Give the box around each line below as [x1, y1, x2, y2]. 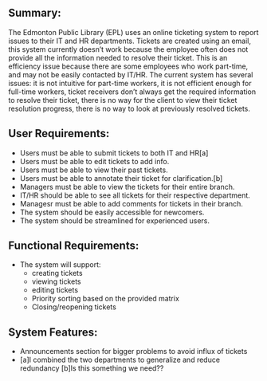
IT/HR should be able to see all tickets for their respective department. [19, 190, 251, 200]
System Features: [8, 325, 98, 339]
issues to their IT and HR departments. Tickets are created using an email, [8, 36, 251, 45]
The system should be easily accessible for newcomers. [19, 207, 205, 217]
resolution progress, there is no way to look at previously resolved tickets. [8, 104, 251, 113]
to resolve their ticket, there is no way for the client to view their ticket [8, 95, 238, 104]
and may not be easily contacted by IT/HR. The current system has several [8, 69, 253, 79]
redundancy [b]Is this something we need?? [19, 363, 164, 373]
